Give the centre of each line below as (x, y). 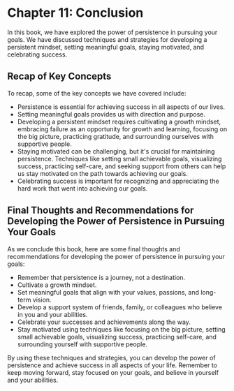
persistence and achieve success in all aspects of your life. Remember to (112, 365)
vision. (42, 300)
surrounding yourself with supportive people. (82, 344)
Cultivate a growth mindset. (57, 285)
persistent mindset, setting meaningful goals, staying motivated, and (106, 47)
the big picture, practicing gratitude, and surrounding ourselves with (116, 136)
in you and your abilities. (52, 314)
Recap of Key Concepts (59, 76)
